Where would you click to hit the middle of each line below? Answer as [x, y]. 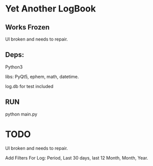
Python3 [14, 67]
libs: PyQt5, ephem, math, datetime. [42, 76]
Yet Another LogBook [51, 9]
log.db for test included [29, 86]
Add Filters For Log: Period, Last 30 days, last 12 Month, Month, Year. [77, 157]
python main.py [21, 114]
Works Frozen [28, 27]
